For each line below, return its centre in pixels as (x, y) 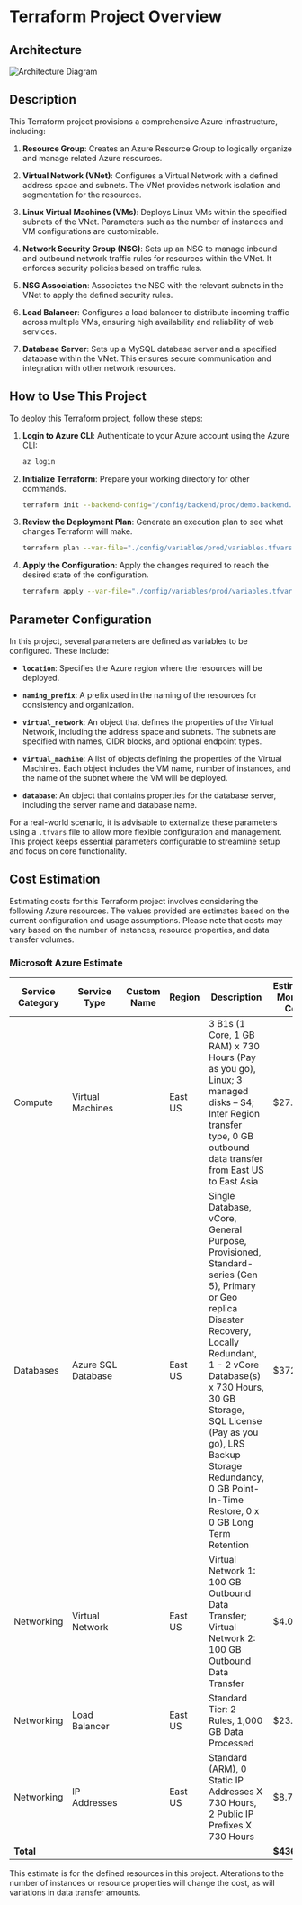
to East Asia (233, 1182)
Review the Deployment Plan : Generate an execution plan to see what (153, 522)
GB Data (226, 1732)
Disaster (226, 1320)
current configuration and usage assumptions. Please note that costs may (146, 920)
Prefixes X (230, 1826)
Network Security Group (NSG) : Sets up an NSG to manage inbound (150, 249)
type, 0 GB (231, 1137)
